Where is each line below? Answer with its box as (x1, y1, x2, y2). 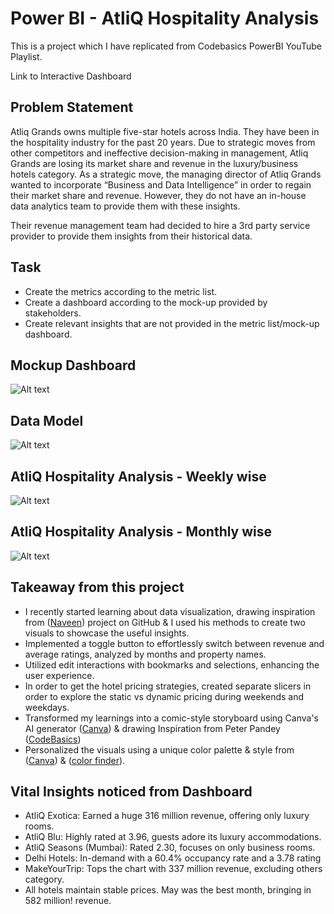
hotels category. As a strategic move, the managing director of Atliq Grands (10, 168, 322, 180)
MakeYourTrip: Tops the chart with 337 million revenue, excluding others (24, 863, 323, 875)
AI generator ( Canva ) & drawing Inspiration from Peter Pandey (24, 722, 281, 734)
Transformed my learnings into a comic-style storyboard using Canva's (24, 712, 319, 724)
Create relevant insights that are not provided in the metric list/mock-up (24, 317, 320, 329)
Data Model (10, 412, 84, 429)
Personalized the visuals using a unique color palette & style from (24, 743, 295, 756)
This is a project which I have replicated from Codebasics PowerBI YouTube (10, 40, 322, 52)
